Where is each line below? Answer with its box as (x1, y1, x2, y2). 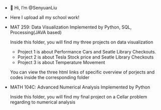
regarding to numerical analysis (10, 99, 75, 105)
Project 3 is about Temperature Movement (17, 59, 105, 65)
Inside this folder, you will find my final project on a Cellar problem (10, 94, 147, 99)
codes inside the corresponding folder (10, 74, 90, 80)
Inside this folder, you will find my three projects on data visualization (10, 39, 153, 45)
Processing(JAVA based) (10, 29, 62, 35)
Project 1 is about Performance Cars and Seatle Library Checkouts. (17, 49, 156, 54)
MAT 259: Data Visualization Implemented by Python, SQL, (10, 24, 132, 30)
